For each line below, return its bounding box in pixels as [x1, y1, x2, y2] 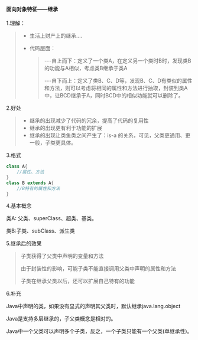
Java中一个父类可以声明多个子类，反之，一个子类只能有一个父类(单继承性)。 [6, 328, 193, 335]
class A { [6, 164, 28, 169]
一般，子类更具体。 [29, 139, 77, 146]
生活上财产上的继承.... [29, 32, 83, 40]
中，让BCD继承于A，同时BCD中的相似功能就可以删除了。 [44, 92, 184, 99]
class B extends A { [6, 180, 54, 186]
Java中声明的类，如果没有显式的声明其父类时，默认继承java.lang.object [6, 303, 181, 310]
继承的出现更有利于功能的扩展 [29, 125, 102, 132]
